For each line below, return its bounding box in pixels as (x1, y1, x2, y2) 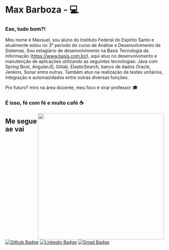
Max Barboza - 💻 (5, 4, 79, 16)
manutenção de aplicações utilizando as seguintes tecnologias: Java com (5, 59, 158, 65)
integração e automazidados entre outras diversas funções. (5, 74, 129, 81)
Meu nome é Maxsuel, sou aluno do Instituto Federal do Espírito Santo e (5, 37, 154, 43)
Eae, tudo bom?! (5, 26, 46, 33)
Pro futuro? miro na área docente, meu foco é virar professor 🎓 (5, 84, 138, 91)
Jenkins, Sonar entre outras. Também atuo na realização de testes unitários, (5, 69, 163, 75)
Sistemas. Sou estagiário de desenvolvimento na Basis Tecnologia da (5, 47, 149, 54)
